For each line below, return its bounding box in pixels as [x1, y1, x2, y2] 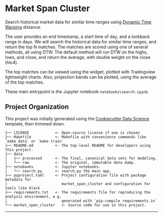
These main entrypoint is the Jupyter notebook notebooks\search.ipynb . [5, 89, 149, 94]
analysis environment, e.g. [5, 194, 62, 199]
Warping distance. [5, 24, 42, 30]
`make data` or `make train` [5, 139, 64, 144]
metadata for [5, 177, 32, 182]
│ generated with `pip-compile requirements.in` [5, 198, 158, 203]
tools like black [5, 185, 40, 190]
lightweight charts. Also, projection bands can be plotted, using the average [5, 74, 157, 80]
